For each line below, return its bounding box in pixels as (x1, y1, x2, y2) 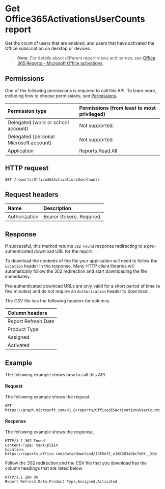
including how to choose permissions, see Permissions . (5, 93, 118, 98)
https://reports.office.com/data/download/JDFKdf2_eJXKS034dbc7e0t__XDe (5, 452, 157, 456)
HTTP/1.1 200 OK (5, 475, 38, 480)
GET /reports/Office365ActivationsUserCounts (5, 177, 100, 182)
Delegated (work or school (7, 119, 69, 126)
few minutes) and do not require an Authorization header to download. (5, 289, 149, 294)
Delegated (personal (7, 133, 55, 140)
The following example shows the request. (5, 394, 91, 400)
